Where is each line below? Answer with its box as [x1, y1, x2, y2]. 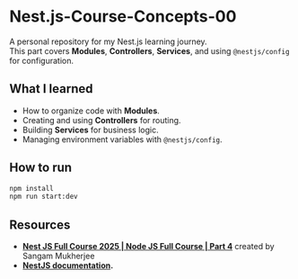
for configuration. [9, 55, 74, 66]
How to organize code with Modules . [22, 105, 160, 116]
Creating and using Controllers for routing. [22, 114, 181, 125]
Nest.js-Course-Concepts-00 [9, 6, 237, 27]
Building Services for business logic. [22, 124, 159, 135]
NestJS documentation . [22, 260, 114, 271]
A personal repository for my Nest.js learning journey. [9, 36, 208, 47]
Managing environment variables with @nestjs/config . [22, 133, 223, 145]
